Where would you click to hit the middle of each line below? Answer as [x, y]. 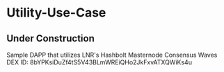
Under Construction [50, 38]
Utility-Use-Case [56, 13]
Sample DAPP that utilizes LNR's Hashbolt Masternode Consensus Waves [112, 55]
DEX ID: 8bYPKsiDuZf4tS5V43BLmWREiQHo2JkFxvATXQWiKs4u [99, 62]
